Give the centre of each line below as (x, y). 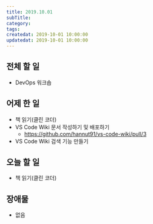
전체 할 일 (23, 67)
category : (19, 23)
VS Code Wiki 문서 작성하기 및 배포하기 (62, 127)
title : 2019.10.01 (29, 12)
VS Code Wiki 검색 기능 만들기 (52, 141)
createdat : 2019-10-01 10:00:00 (47, 35)
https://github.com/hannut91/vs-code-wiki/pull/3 (85, 134)
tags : (13, 29)
